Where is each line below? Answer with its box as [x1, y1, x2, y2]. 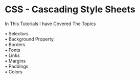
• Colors [5, 68, 22, 75]
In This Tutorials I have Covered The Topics [5, 21, 96, 27]
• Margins [5, 57, 26, 64]
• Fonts [5, 47, 21, 53]
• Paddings [5, 63, 29, 69]
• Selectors [5, 30, 29, 36]
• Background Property [5, 36, 54, 42]
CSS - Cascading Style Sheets [5, 4, 136, 15]
